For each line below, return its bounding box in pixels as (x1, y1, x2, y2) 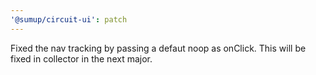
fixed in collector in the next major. (10, 52, 153, 65)
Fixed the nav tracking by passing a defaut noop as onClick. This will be (10, 42, 307, 54)
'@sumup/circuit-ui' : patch (10, 14, 128, 25)
